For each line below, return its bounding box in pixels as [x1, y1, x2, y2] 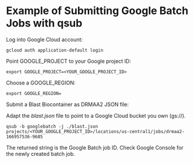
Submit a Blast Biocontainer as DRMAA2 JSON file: [6, 101, 129, 108]
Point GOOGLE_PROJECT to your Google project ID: [6, 57, 131, 64]
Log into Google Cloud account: [6, 36, 83, 43]
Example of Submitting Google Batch [6, 4, 189, 18]
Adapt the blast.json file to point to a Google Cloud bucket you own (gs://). [6, 112, 186, 119]
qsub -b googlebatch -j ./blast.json [6, 123, 98, 130]
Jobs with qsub [6, 16, 83, 30]
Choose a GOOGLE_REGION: [6, 79, 76, 86]
